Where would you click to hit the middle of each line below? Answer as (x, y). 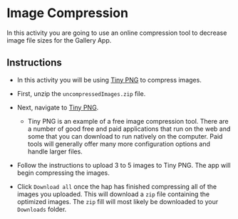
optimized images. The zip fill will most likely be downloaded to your (118, 201)
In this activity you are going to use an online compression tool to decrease (117, 33)
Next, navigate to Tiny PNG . (58, 107)
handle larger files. (55, 151)
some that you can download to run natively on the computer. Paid (125, 136)
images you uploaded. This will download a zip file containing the (113, 194)
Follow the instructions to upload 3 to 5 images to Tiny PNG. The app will (124, 165)
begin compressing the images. (63, 173)
